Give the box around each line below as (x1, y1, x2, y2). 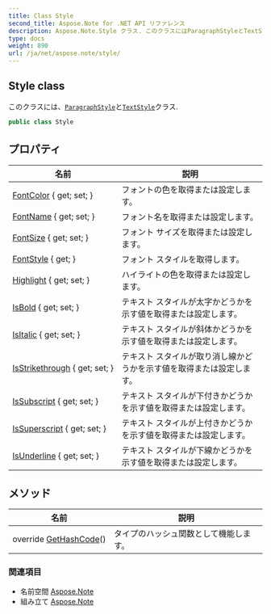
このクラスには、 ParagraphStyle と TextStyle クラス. (8, 102, 179, 111)
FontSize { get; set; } (12, 232, 89, 243)
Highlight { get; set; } (12, 274, 90, 285)
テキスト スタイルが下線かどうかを (121, 444, 253, 456)
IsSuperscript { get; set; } (12, 423, 106, 434)
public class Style (8, 118, 74, 126)
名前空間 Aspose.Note (19, 587, 94, 596)
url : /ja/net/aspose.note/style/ (8, 49, 121, 57)
